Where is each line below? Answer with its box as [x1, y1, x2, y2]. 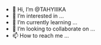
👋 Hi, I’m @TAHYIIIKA [12, 6, 66, 13]
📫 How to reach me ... [12, 32, 69, 39]
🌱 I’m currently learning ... [12, 19, 78, 26]
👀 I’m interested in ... [12, 12, 64, 19]
